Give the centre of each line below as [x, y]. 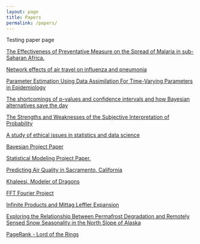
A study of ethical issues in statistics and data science [73, 135]
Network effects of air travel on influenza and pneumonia [77, 70]
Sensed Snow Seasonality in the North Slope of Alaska [74, 223]
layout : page [22, 12]
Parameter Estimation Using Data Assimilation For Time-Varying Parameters [100, 81]
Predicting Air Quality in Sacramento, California [64, 170]
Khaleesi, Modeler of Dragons [43, 182]
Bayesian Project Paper [35, 147]
